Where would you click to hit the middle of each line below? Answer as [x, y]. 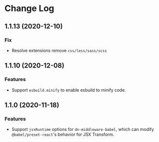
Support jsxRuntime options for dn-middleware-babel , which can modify [83, 129]
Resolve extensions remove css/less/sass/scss [59, 50]
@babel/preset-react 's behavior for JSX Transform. [63, 135]
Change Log [29, 8]
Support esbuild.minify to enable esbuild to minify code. [69, 90]
